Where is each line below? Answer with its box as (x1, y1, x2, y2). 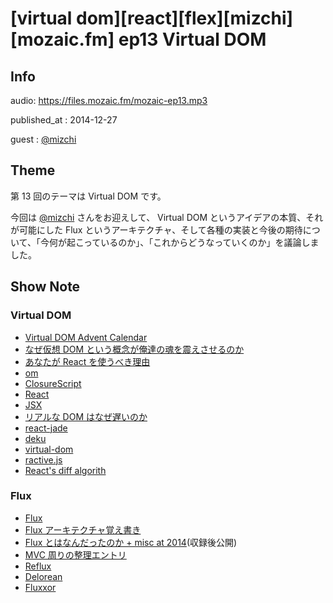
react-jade (24, 422, 68, 434)
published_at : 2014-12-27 (10, 114, 118, 126)
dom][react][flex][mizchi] (76, 7, 294, 30)
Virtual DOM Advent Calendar (24, 331, 148, 343)
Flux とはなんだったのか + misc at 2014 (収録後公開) (24, 536, 238, 548)
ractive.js (24, 453, 63, 466)
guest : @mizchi (10, 133, 77, 145)
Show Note (10, 278, 81, 296)
